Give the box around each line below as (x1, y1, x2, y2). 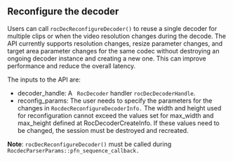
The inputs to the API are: (7, 75, 81, 84)
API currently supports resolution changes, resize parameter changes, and (7, 39, 223, 48)
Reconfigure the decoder (7, 6, 119, 18)
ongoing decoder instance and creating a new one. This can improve (7, 54, 206, 63)
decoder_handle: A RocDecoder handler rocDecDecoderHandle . (17, 89, 196, 97)
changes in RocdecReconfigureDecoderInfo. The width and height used (17, 103, 222, 112)
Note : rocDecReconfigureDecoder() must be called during (7, 140, 172, 148)
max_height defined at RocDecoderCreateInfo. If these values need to (17, 119, 220, 127)
